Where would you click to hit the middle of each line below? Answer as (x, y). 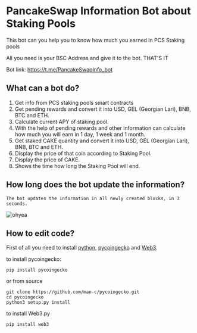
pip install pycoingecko (37, 270)
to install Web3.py (28, 313)
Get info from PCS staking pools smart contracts (74, 102)
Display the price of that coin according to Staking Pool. (83, 153)
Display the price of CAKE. (47, 160)
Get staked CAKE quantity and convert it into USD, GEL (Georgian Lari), (102, 141)
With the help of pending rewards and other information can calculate (100, 128)
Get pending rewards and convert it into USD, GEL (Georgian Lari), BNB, (103, 109)
